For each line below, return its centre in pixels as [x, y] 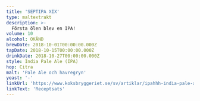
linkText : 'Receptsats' [36, 89]
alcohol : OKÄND [25, 39]
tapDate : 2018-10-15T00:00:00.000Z [50, 50]
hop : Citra [20, 67]
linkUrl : [17, 84]
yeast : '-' [20, 78]
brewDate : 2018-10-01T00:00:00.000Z [51, 45]
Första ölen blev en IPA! [44, 28]
